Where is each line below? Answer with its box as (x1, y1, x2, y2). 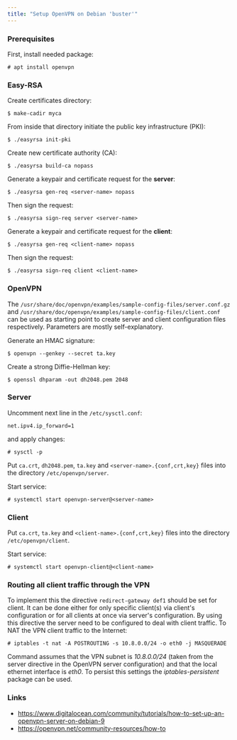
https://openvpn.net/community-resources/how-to (17, 724, 166, 732)
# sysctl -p (7, 448, 43, 455)
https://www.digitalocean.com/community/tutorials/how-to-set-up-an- (17, 709, 225, 717)
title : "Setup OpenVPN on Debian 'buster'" (7, 10, 138, 18)
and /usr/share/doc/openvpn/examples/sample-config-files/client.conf (7, 307, 221, 316)
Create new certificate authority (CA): (7, 148, 117, 157)
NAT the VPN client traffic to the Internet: (7, 626, 128, 635)
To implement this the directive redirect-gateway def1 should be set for (7, 596, 218, 604)
